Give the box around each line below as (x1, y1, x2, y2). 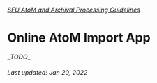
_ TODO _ (7, 53, 31, 61)
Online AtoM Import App (7, 30, 151, 45)
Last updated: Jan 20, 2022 (7, 68, 88, 77)
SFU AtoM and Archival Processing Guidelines (7, 6, 141, 14)
